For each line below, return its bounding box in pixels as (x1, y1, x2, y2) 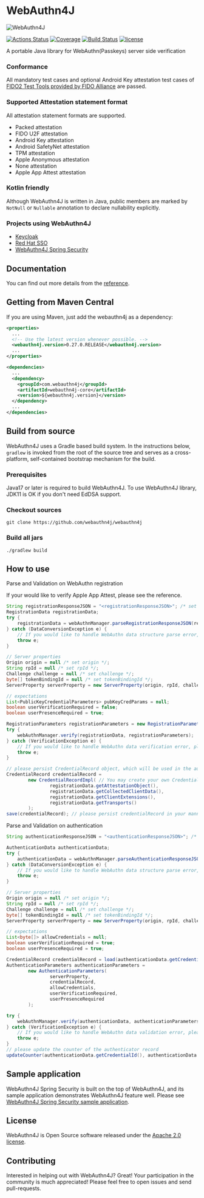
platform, (6, 455, 29, 462)
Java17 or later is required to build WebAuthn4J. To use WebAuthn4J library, (6, 484, 197, 491)
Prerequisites (6, 470, 47, 478)
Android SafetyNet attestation (15, 143, 90, 150)
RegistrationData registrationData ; (6, 609, 99, 615)
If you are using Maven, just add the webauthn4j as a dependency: (6, 313, 173, 321)
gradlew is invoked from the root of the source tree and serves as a (6, 449, 174, 456)
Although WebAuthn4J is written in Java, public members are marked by (6, 197, 188, 205)
